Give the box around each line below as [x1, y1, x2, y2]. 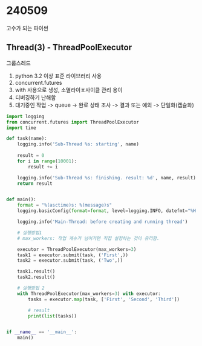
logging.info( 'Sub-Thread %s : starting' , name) [17, 141, 139, 147]
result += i [28, 164, 59, 170]
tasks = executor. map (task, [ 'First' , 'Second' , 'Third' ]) [28, 296, 180, 302]
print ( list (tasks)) [28, 313, 77, 319]
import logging [6, 113, 45, 119]
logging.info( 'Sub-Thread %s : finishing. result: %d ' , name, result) [17, 175, 197, 181]
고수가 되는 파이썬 [6, 24, 48, 32]
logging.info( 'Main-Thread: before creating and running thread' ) [17, 219, 188, 225]
